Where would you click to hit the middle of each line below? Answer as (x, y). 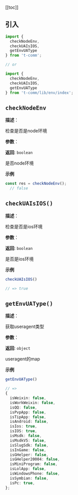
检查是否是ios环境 (24, 226)
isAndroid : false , (29, 422)
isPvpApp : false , (28, 412)
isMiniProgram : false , (34, 464)
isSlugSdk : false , (29, 445)
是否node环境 (19, 163)
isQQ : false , (24, 407)
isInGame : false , (28, 450)
